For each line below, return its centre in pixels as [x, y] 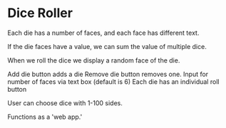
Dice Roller [40, 13]
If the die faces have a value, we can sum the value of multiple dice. [107, 46]
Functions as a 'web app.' [45, 117]
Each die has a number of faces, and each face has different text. [103, 33]
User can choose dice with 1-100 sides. [65, 103]
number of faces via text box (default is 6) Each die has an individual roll [113, 81]
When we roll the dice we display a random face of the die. [94, 60]
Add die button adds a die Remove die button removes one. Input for [108, 74]
